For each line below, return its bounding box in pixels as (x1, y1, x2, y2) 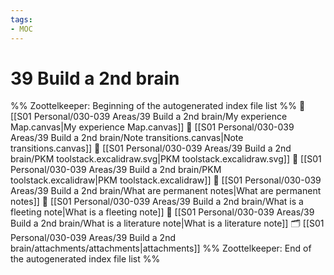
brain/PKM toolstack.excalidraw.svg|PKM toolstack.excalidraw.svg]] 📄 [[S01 (10, 153, 322, 165)
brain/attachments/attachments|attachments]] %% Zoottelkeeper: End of (10, 242, 312, 255)
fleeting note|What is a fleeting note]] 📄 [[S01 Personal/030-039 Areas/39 (10, 206, 315, 218)
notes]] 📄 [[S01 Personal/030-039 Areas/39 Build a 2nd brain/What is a (10, 196, 304, 208)
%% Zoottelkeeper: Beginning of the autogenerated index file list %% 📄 (10, 100, 306, 112)
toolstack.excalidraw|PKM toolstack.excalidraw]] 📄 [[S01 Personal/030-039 (10, 174, 322, 186)
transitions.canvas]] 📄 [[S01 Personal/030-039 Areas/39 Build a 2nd (10, 142, 292, 155)
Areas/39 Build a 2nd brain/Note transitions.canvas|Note (10, 132, 244, 144)
